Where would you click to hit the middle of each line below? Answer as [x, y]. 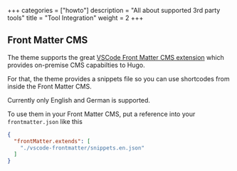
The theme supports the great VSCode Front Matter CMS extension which [116, 57]
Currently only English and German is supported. [79, 100]
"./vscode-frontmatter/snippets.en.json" [82, 148]
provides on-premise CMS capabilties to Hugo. [76, 65]
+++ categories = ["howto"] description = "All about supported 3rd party [114, 10]
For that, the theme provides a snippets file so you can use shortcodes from [118, 78]
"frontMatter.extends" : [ [52, 141]
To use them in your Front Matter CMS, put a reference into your [101, 114]
